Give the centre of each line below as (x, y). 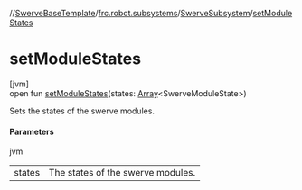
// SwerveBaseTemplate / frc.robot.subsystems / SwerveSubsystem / (131, 13)
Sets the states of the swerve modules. (82, 111)
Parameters (32, 131)
